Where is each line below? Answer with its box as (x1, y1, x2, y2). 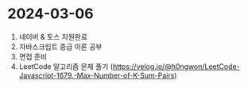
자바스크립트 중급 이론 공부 (18, 41, 103, 52)
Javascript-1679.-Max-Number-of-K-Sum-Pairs (18, 71, 175, 80)
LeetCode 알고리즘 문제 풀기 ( (18, 61, 113, 71)
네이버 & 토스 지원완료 (18, 32, 88, 41)
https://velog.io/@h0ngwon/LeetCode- (112, 61, 240, 71)
